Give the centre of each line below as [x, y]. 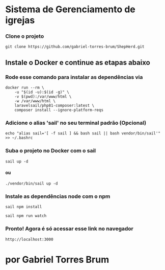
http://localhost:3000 [29, 239]
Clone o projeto [25, 36]
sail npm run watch [26, 216]
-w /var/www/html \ [35, 101]
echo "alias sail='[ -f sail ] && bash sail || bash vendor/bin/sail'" [83, 133]
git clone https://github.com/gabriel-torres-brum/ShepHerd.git [75, 47]
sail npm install [24, 207]
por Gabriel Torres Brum [57, 260]
